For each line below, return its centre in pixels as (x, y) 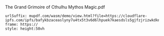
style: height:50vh (25, 29)
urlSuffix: (16, 16)
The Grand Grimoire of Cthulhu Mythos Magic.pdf (55, 7)
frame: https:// (21, 24)
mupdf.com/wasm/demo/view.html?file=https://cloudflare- (88, 16)
